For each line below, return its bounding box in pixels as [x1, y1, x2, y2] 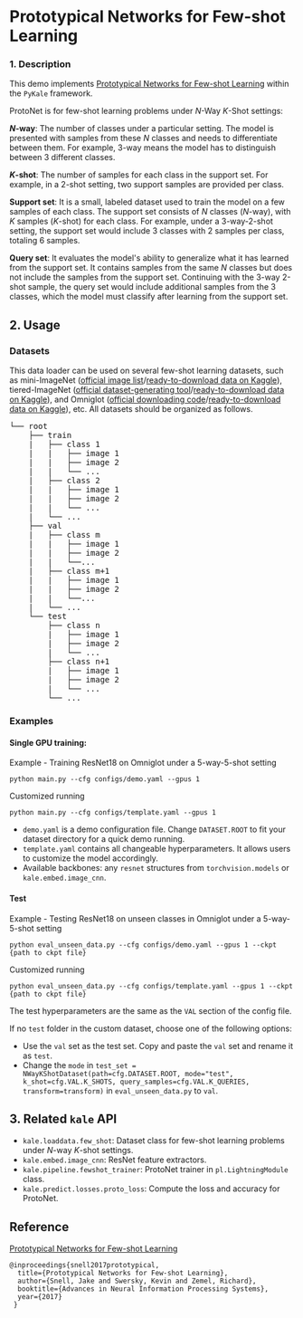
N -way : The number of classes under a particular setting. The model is [9, 123, 274, 134]
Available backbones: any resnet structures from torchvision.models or [22, 863, 289, 874]
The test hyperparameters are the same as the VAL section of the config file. [9, 1005, 292, 1016]
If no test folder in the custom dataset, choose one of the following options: [9, 1023, 292, 1034]
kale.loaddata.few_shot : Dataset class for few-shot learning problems [22, 1135, 285, 1146]
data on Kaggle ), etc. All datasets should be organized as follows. [9, 404, 253, 415]
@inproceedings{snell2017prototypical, [9, 1261, 160, 1270]
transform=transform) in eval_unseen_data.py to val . [22, 1084, 219, 1096]
